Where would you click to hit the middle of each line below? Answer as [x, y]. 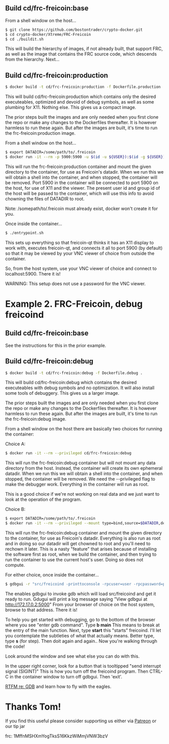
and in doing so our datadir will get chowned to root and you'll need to [78, 544]
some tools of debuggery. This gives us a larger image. [62, 393]
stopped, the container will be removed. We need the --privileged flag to [80, 479]
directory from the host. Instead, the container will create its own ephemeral [84, 468]
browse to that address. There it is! [41, 610]
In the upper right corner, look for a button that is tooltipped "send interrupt [83, 666]
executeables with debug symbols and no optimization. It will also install [80, 388]
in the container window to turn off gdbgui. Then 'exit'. [66, 676]
